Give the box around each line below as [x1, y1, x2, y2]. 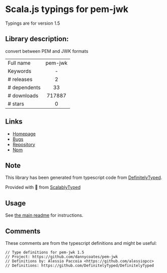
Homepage [12, 131, 36, 137]
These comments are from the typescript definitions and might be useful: [5, 240, 157, 246]
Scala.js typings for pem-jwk [5, 4, 129, 15]
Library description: [5, 35, 69, 43]
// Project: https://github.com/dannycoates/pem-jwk [5, 254, 118, 259]
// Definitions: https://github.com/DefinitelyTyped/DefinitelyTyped [5, 263, 154, 268]
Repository [12, 141, 35, 147]
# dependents [8, 84, 41, 91]
